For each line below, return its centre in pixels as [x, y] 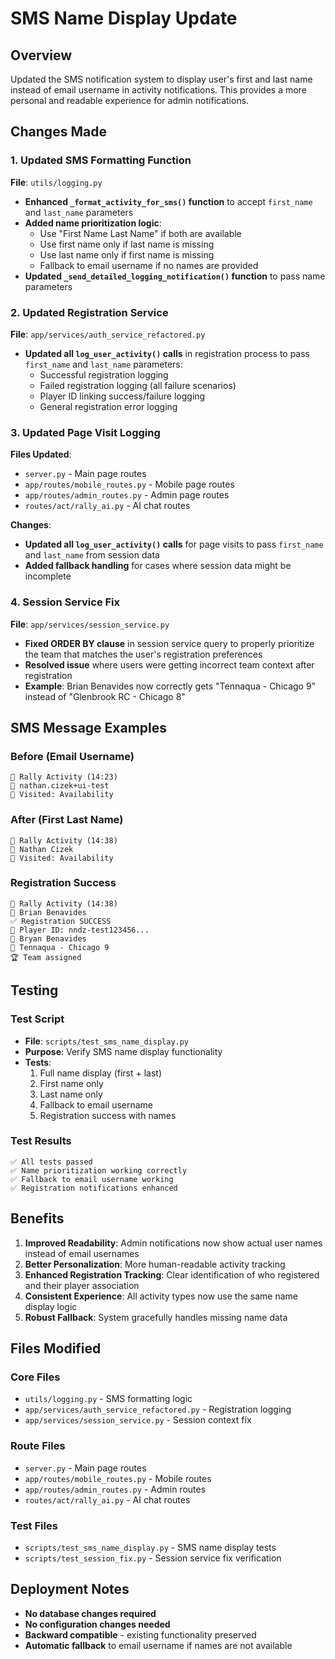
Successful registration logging [104, 374]
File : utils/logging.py [56, 182]
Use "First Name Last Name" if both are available [140, 233]
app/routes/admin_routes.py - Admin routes [115, 1489]
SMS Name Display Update [124, 18]
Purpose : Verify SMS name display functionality [123, 1051]
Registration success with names [108, 1115]
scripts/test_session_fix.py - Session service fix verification [153, 1558]
